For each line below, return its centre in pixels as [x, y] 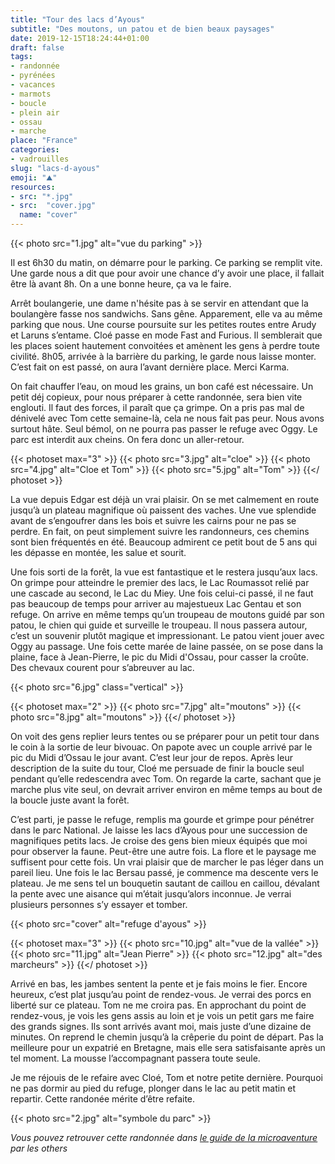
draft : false [37, 47]
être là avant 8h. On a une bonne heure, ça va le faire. [121, 284]
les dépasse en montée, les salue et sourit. [98, 552]
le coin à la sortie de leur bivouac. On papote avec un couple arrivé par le [161, 747]
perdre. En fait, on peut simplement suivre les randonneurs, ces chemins [160, 531]
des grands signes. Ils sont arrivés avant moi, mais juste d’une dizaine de [161, 1026]
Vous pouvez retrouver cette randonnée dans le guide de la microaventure [164, 1137]
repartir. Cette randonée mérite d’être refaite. [103, 1099]
